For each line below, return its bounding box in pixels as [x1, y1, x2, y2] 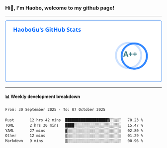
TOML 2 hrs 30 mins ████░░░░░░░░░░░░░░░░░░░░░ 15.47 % [5, 123, 143, 128]
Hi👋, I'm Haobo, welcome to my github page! [5, 4, 115, 11]
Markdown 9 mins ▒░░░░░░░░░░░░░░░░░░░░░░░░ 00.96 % [5, 139, 143, 144]
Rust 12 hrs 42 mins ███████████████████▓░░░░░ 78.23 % [5, 117, 143, 123]
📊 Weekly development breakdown [5, 94, 81, 99]
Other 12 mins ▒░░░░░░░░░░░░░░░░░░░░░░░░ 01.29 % [5, 133, 143, 138]
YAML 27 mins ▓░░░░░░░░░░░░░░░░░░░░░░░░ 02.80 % [5, 128, 143, 133]
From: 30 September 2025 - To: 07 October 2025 [5, 107, 106, 112]
